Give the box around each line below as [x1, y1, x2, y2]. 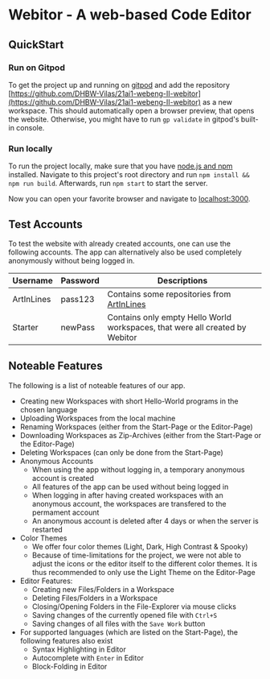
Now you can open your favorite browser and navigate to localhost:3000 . [8, 194, 251, 204]
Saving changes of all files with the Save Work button [31, 619, 206, 628]
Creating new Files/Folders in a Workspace [31, 584, 174, 594]
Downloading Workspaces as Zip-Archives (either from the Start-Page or [19, 430, 262, 440]
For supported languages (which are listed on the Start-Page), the [19, 627, 239, 637]
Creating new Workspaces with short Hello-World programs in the [19, 396, 239, 406]
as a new [202, 97, 233, 106]
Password [60, 275, 100, 286]
